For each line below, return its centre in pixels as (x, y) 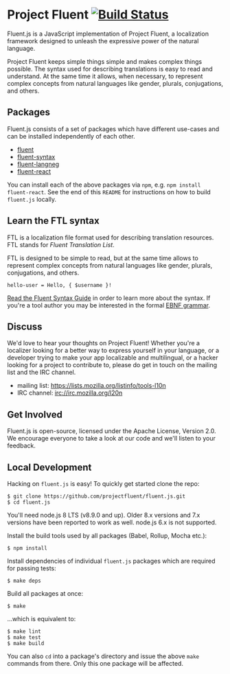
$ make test (24, 638)
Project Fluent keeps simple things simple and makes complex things (105, 61)
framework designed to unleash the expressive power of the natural (103, 40)
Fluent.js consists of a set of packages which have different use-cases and (113, 129)
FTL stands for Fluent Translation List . (61, 244)
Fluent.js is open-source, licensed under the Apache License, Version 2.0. (112, 431)
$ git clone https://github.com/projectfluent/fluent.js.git (96, 496)
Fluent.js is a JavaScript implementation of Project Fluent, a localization (108, 34)
